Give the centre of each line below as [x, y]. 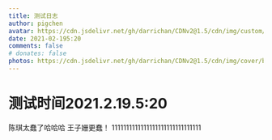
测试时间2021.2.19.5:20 [88, 104]
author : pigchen [36, 23]
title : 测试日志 [33, 16]
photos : [21, 62]
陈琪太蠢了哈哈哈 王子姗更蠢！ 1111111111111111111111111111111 [105, 127]
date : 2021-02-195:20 [45, 38]
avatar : [21, 31]
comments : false [36, 46]
